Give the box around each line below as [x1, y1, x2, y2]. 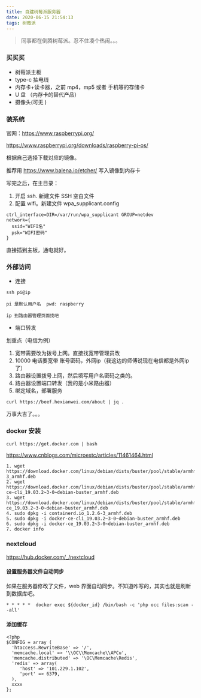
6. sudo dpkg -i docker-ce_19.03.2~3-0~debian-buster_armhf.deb [6, 520, 170, 527]
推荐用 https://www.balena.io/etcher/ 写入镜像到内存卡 [6, 166, 141, 174]
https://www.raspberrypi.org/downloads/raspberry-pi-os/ [6, 142, 148, 149]
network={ [6, 217, 31, 223]
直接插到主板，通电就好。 [6, 246, 69, 253]
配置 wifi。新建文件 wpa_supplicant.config [14, 199, 120, 207]
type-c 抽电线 [14, 76, 49, 83]
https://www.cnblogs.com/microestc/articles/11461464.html [6, 451, 154, 459]
